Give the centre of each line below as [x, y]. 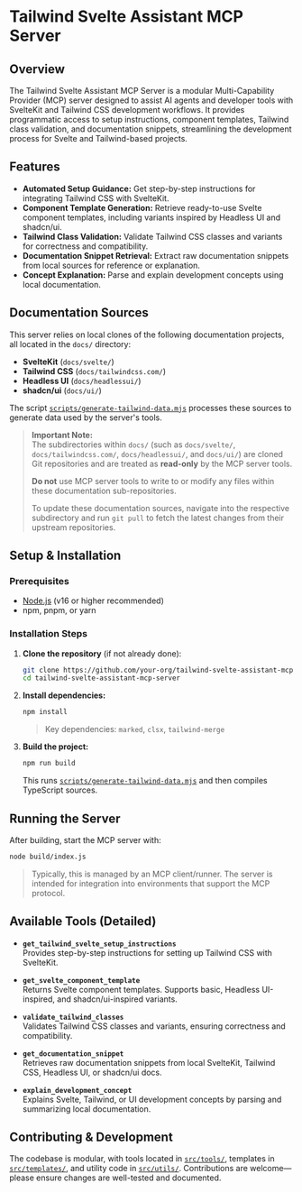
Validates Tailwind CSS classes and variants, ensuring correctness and [154, 1026]
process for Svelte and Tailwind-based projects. [98, 138]
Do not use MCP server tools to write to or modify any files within [153, 481]
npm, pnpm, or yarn [59, 610]
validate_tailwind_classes [73, 1017]
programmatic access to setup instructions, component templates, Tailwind [149, 119]
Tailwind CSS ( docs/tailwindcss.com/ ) [94, 371]
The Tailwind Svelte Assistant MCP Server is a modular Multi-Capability [142, 91]
